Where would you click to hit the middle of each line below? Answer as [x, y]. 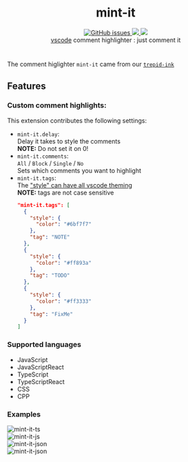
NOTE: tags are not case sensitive [65, 192]
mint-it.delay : [38, 134]
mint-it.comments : [43, 156]
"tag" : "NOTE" [50, 237]
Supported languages [44, 345]
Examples [24, 414]
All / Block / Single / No [50, 163]
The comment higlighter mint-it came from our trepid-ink [91, 64]
